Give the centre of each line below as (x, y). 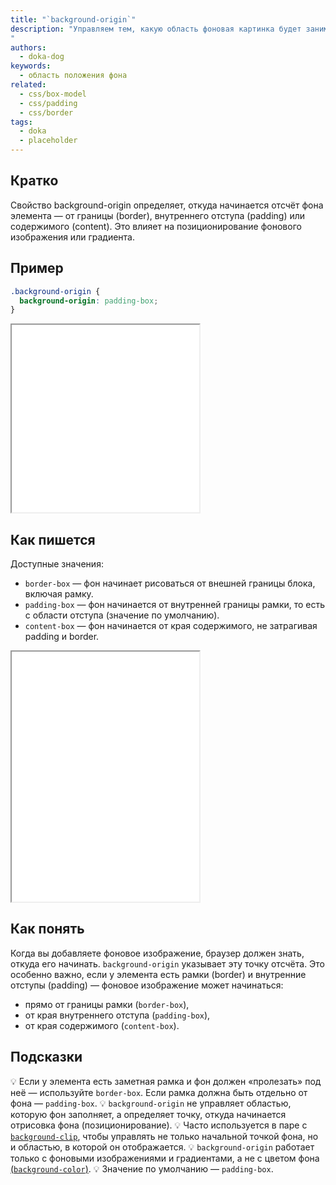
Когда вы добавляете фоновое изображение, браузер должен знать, (157, 953)
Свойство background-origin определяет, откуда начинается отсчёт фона (167, 205)
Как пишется (53, 539)
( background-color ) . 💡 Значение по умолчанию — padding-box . (142, 1168)
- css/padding (48, 103)
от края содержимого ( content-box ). (102, 1025)
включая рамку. (59, 594)
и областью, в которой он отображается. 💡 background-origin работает (162, 1147)
